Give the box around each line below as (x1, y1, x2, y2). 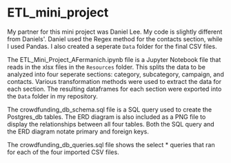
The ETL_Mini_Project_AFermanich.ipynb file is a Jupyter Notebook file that (7, 55, 221, 63)
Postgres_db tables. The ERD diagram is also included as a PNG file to (7, 112, 206, 121)
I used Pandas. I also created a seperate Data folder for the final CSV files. (7, 42, 217, 50)
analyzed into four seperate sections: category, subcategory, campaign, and (7, 70, 224, 78)
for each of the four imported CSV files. (7, 148, 119, 156)
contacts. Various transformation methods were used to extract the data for (7, 77, 222, 85)
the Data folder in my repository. (7, 91, 99, 100)
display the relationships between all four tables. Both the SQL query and (7, 120, 215, 128)
